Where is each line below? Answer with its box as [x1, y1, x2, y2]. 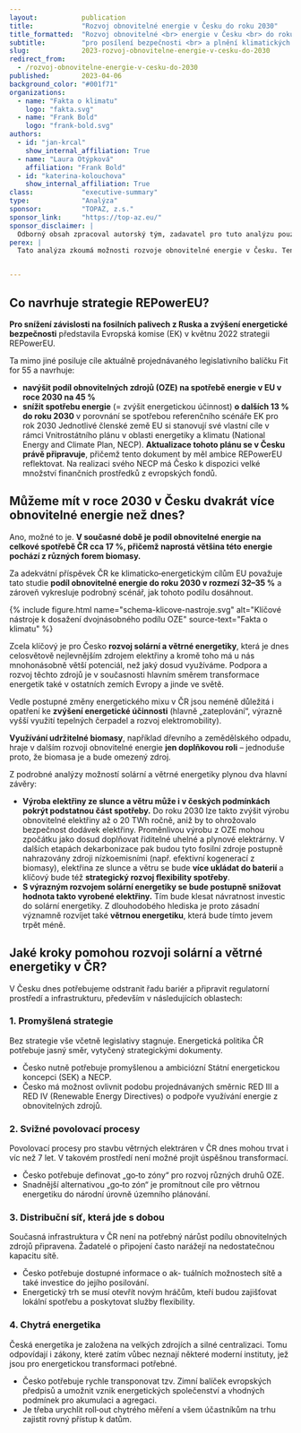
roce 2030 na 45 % [21, 391, 96, 402]
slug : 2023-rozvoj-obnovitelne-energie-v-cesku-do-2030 [9, 47, 271, 56]
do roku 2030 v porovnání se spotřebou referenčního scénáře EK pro [21, 410, 279, 421]
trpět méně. [21, 919, 66, 930]
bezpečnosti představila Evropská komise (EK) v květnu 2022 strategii [9, 328, 271, 339]
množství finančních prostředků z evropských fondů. [21, 468, 218, 478]
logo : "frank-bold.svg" [25, 122, 115, 131]
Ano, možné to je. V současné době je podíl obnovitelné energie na [9, 531, 262, 542]
